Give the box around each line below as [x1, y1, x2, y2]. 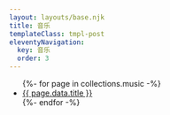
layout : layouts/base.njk [9, 12, 104, 22]
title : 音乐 [9, 21, 50, 30]
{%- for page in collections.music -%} [21, 79, 161, 88]
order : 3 [17, 54, 50, 63]
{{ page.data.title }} [21, 88, 93, 98]
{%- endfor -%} [21, 97, 81, 107]
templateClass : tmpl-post [9, 29, 104, 38]
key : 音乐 [17, 46, 50, 55]
